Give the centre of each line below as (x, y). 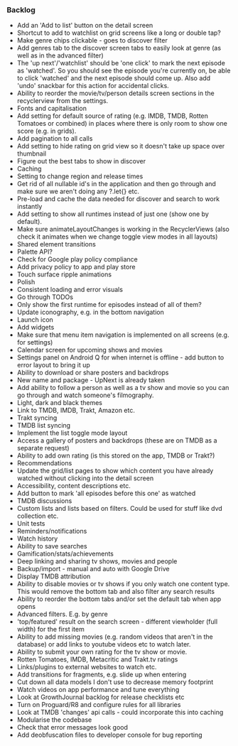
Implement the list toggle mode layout (72, 433)
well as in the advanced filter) (60, 55)
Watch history (37, 539)
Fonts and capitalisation (52, 109)
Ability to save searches (52, 546)
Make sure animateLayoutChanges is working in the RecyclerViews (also (123, 229)
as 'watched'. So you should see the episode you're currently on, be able (124, 71)
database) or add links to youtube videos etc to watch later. (104, 644)
